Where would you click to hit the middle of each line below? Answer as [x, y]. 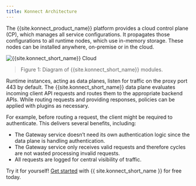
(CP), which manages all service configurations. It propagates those [88, 34]
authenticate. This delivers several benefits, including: [71, 123]
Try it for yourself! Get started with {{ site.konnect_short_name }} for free [94, 171]
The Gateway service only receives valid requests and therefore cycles [100, 147]
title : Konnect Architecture [42, 11]
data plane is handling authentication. [60, 140]
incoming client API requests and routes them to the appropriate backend [94, 93]
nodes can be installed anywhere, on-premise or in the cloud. [80, 47]
